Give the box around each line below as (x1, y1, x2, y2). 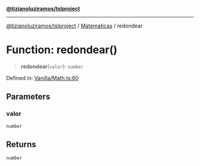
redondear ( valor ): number (20, 63, 84, 70)
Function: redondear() (6, 43, 118, 57)
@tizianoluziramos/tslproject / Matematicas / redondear (6, 22, 143, 29)
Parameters (6, 92, 51, 102)
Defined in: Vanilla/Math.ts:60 (6, 74, 79, 81)
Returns (6, 140, 37, 150)
